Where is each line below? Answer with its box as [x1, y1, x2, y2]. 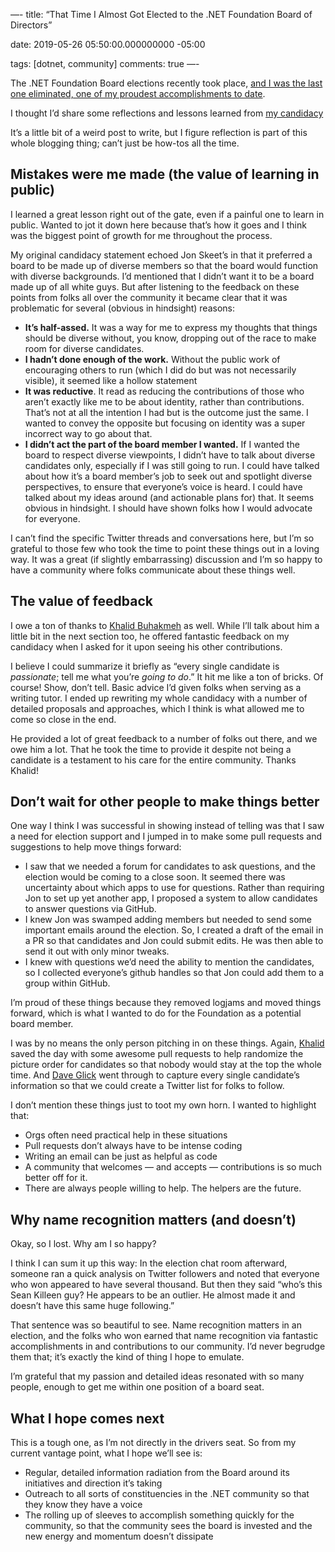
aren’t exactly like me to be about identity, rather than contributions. [24, 395, 305, 408]
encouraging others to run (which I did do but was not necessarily [24, 364, 297, 376]
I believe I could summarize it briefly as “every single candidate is [10, 660, 280, 672]
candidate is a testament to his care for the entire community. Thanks [10, 754, 297, 766]
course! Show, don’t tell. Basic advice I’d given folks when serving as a [10, 681, 302, 693]
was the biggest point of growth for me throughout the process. [10, 229, 273, 241]
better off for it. [24, 1172, 88, 1184]
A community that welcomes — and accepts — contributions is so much [24, 1161, 323, 1173]
